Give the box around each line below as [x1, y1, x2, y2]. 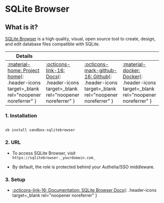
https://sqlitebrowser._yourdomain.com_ [12, 155, 96, 160]
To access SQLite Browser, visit [12, 150, 76, 156]
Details [16, 53, 33, 59]
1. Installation [5, 112, 38, 119]
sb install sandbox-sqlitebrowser [5, 128, 76, 133]
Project [22, 67, 40, 74]
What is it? [5, 23, 38, 31]
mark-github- [84, 67, 117, 74]
